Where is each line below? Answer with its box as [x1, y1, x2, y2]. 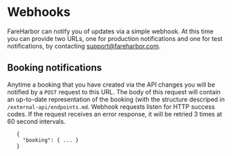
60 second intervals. [7, 117, 66, 125]
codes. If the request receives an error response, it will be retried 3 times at [7, 110, 223, 118]
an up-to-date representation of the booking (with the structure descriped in [7, 95, 225, 103]
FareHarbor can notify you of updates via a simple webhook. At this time [7, 27, 214, 35]
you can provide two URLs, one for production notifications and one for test [7, 34, 223, 42]
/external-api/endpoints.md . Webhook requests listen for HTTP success [7, 102, 215, 111]
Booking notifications [7, 62, 102, 73]
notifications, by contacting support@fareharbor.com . [7, 42, 161, 50]
